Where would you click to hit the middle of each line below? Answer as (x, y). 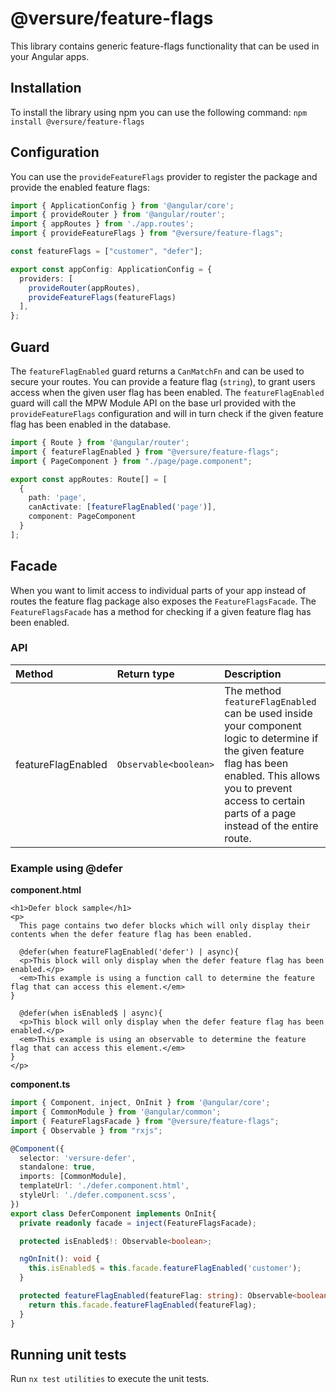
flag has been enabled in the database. (91, 424)
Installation (46, 88)
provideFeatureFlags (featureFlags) (102, 297)
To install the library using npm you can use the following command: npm (159, 112)
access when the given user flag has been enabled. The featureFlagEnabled (167, 392)
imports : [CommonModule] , (73, 1177)
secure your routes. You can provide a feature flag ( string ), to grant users (163, 381)
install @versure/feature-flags (77, 122)
